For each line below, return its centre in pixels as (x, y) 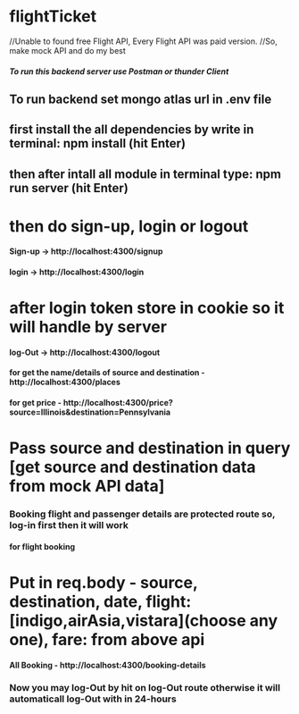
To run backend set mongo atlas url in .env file (141, 99)
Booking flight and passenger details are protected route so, (142, 514)
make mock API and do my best (68, 50)
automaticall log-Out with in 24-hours (93, 699)
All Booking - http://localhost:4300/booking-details (108, 665)
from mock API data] (87, 487)
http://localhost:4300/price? (118, 403)
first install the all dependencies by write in (132, 130)
